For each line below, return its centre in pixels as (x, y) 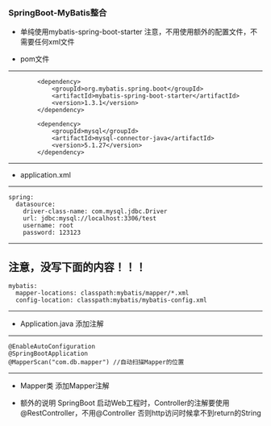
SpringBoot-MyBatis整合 (58, 12)
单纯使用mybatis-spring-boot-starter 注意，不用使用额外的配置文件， (135, 32)
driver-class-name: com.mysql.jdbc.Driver (95, 211)
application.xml (45, 175)
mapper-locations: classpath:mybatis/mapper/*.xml (102, 293)
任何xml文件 (54, 42)
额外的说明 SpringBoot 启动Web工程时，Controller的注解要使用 (125, 403)
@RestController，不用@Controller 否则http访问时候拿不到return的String (140, 413)
